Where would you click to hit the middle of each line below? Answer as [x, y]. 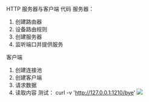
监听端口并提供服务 [39, 44]
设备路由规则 [31, 29]
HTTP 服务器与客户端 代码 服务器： [50, 9]
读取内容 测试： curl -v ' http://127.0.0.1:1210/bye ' [75, 93]
